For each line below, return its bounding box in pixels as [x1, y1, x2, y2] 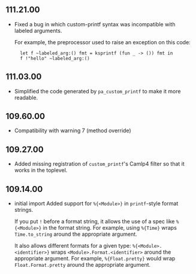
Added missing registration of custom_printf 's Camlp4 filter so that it [14, 160, 185, 168]
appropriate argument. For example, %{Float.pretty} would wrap [14, 255, 176, 262]
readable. [14, 94, 38, 101]
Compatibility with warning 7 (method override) [14, 127, 131, 134]
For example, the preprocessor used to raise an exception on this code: [14, 38, 191, 45]
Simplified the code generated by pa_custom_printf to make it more [14, 87, 181, 95]
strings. [14, 206, 34, 214]
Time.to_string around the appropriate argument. [14, 230, 137, 238]
